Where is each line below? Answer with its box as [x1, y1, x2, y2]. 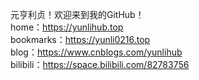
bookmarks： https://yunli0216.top [10, 34, 151, 45]
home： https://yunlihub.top [10, 21, 124, 33]
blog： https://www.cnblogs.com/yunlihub [10, 46, 183, 58]
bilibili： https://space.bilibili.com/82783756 [10, 59, 190, 70]
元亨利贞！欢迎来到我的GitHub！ [10, 9, 145, 20]
